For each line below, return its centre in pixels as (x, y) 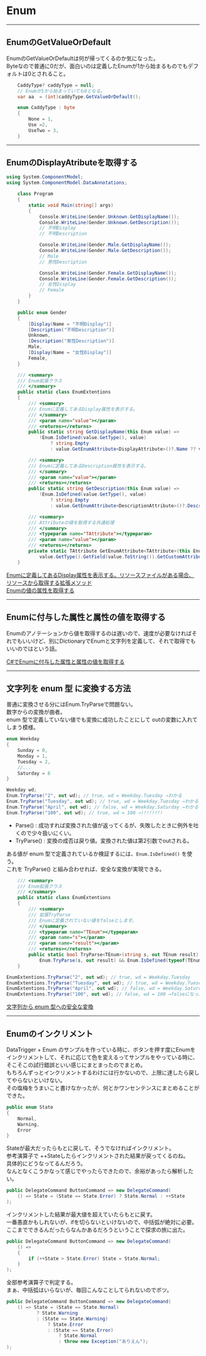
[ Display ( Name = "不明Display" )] (70, 324)
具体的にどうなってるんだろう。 (46, 1163)
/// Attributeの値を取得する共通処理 (71, 523)
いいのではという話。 (33, 648)
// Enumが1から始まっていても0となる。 (61, 91)
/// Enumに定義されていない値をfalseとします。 (82, 921)
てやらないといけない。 (36, 1080)
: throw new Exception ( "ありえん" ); (103, 1342)
